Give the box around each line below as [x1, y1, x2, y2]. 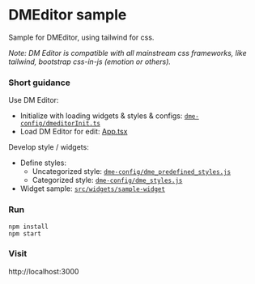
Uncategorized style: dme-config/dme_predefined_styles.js [32, 167, 232, 176]
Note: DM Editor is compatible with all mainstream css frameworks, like [8, 48, 247, 57]
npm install [8, 223, 49, 231]
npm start [8, 229, 42, 238]
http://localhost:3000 [8, 266, 79, 276]
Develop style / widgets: [8, 142, 89, 152]
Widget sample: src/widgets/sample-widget [19, 184, 166, 193]
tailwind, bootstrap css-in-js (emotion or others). [8, 57, 172, 66]
